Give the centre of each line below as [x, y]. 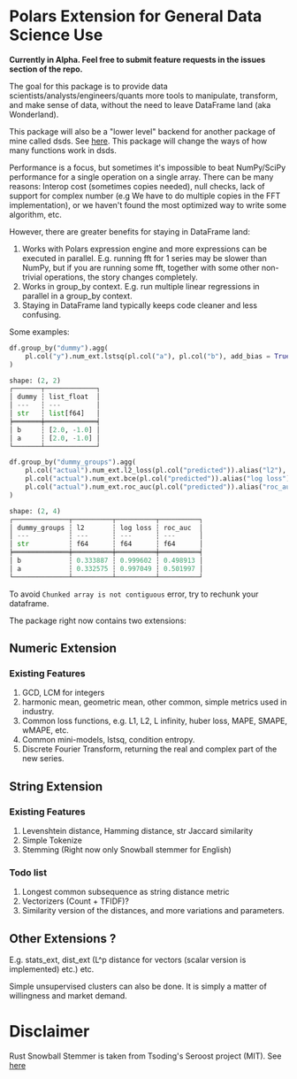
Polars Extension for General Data [136, 16]
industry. [38, 712]
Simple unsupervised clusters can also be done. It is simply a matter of [138, 987]
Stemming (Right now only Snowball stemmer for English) [126, 850]
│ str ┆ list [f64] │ [55, 413]
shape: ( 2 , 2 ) [35, 381]
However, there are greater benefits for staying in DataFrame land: [129, 231]
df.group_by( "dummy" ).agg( [59, 348]
